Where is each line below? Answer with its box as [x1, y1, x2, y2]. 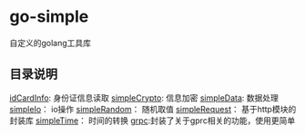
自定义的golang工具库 [9, 37, 92, 48]
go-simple [9, 6, 89, 27]
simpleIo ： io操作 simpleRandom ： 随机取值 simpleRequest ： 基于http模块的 [9, 103, 297, 114]
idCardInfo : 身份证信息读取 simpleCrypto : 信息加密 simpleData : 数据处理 [9, 92, 280, 103]
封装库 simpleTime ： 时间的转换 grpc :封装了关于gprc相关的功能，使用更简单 [9, 115, 296, 126]
